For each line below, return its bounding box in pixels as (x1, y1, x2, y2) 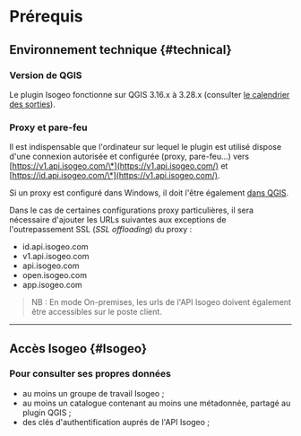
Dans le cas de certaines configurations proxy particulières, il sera (9, 205, 254, 216)
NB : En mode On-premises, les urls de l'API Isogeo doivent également (30, 297, 291, 308)
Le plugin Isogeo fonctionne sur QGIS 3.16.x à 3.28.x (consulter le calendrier (9, 89, 290, 100)
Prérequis (9, 6, 83, 27)
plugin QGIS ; (21, 406, 72, 418)
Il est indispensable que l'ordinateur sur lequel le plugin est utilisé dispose (9, 142, 282, 153)
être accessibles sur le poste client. (30, 307, 163, 318)
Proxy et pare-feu (9, 121, 88, 134)
